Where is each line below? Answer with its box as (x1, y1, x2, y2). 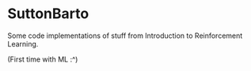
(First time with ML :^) (7, 54, 78, 64)
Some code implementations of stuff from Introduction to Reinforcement (7, 31, 243, 40)
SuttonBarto (7, 5, 89, 23)
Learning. (7, 39, 39, 48)
